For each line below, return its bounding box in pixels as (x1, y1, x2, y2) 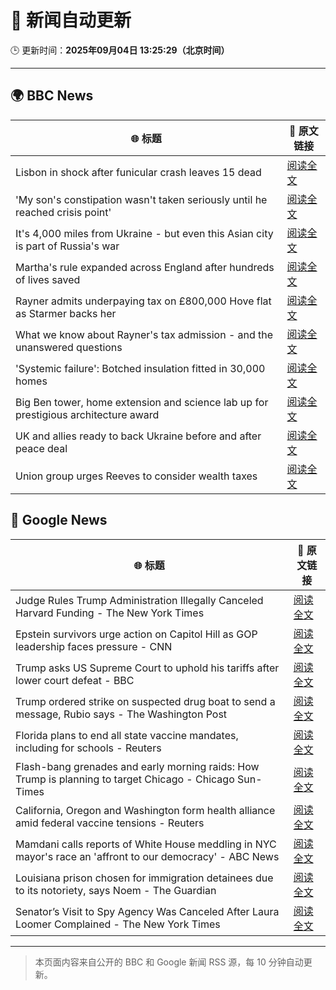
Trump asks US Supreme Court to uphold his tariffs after (15, 661, 280, 675)
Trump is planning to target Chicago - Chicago (15, 772, 235, 786)
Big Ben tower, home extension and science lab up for (15, 395, 269, 409)
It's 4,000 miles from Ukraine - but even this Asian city (15, 226, 274, 240)
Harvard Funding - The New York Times (15, 606, 205, 620)
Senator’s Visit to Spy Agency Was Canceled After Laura (15, 904, 280, 918)
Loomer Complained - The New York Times (15, 917, 221, 931)
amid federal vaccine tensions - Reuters (15, 816, 205, 830)
